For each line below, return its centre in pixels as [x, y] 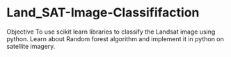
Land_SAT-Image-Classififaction [103, 13]
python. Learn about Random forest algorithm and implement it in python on [115, 38]
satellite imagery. [31, 46]
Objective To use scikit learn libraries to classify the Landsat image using [111, 32]
